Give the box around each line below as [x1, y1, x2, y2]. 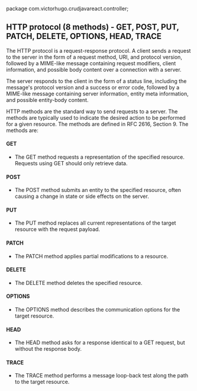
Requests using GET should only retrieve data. [14, 160, 128, 167]
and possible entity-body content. [6, 96, 89, 103]
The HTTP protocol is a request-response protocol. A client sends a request [6, 47, 191, 54]
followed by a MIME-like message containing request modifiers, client [6, 59, 176, 67]
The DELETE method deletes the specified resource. [14, 279, 143, 286]
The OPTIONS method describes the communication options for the [14, 306, 180, 313]
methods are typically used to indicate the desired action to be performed [6, 114, 186, 121]
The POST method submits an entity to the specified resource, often [14, 187, 182, 194]
